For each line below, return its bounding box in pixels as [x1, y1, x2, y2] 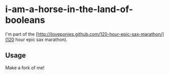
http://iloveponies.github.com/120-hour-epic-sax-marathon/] [37, 31, 164, 37]
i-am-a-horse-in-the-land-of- [5, 4, 133, 15]
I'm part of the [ [5, 31, 38, 37]
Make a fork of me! [5, 64, 45, 70]
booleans [5, 14, 45, 26]
